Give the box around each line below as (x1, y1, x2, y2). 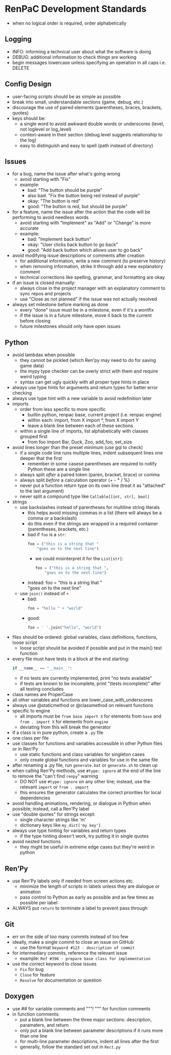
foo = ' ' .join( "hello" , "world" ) (27, 625, 101, 630)
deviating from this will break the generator (19, 724, 111, 731)
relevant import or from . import (19, 784, 89, 790)
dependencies (19, 795, 51, 801)
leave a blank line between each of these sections (27, 422, 134, 429)
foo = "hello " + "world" (27, 605, 83, 611)
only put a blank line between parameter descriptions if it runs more (19, 1027, 163, 1033)
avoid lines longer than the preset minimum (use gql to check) (12, 444, 143, 451)
